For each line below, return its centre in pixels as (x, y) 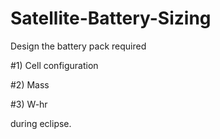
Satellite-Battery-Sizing (111, 18)
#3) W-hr (29, 104)
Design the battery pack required (78, 46)
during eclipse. (41, 123)
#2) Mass (30, 84)
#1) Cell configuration (54, 65)
